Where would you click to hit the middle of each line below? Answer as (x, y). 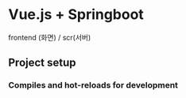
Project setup (43, 63)
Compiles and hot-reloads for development (93, 85)
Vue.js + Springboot (76, 15)
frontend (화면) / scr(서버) (50, 37)
